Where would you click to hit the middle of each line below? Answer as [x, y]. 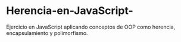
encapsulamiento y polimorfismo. [47, 33]
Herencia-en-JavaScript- [70, 11]
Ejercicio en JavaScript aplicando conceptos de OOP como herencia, [91, 27]
